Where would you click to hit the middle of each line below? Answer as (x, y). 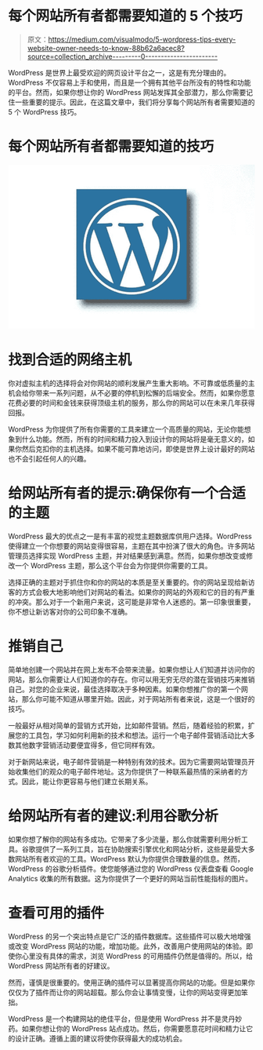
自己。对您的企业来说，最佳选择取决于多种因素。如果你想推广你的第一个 (124, 689)
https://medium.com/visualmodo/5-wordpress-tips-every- (142, 39)
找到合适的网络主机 (70, 360)
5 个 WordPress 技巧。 (45, 111)
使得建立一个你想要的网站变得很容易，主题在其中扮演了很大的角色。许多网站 (131, 546)
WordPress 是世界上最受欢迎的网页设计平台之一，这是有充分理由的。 (119, 72)
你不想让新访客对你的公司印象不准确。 (70, 612)
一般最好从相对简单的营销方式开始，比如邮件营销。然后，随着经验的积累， (128, 726)
